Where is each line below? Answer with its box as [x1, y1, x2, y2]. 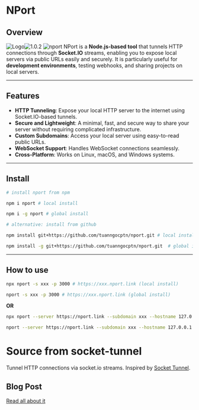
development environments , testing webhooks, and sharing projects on [6, 62, 182, 69]
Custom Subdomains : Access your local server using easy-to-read [14, 132, 179, 139]
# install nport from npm [6, 190, 70, 195]
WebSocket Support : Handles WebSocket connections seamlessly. [14, 144, 179, 152]
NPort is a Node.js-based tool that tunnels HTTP [63, 43, 183, 50]
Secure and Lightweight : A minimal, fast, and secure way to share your [14, 119, 190, 127]
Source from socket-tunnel [6, 345, 142, 358]
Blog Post [6, 381, 43, 392]
